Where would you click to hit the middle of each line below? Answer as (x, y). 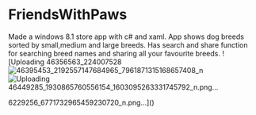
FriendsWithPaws (68, 15)
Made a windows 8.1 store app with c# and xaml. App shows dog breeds (126, 36)
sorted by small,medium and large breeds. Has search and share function (128, 44)
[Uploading (27, 62)
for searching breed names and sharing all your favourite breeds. (114, 53)
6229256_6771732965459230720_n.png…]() (81, 102)
